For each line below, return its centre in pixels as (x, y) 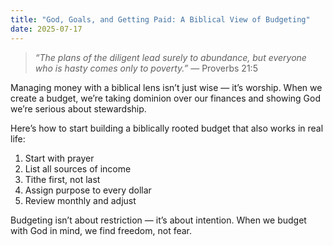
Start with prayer (59, 158)
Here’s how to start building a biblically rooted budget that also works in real (167, 128)
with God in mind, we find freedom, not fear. (101, 230)
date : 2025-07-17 (46, 29)
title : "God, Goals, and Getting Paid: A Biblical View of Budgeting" (160, 19)
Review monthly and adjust (80, 200)
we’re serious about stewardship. (78, 108)
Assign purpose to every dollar (88, 190)
